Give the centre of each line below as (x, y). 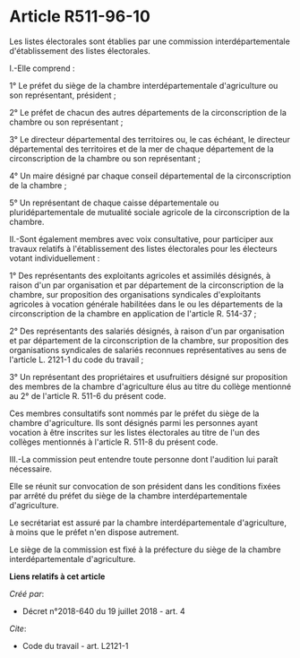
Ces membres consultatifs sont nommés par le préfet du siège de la (134, 413)
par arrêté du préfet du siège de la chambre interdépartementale (129, 496)
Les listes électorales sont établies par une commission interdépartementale (150, 41)
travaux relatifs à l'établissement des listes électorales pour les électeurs (143, 248)
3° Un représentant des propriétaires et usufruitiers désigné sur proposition (149, 377)
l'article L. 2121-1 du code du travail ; (77, 359)
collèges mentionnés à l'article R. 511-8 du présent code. (114, 442)
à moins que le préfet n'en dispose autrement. (94, 532)
